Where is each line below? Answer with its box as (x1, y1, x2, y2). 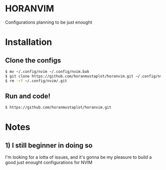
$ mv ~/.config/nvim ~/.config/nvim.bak (5, 69, 90, 74)
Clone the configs (5, 56, 61, 65)
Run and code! (5, 92, 51, 100)
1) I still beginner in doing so (5, 141, 93, 149)
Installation (5, 36, 52, 48)
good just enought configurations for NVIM (5, 160, 93, 166)
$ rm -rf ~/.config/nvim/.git (5, 78, 68, 83)
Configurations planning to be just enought (5, 19, 92, 25)
